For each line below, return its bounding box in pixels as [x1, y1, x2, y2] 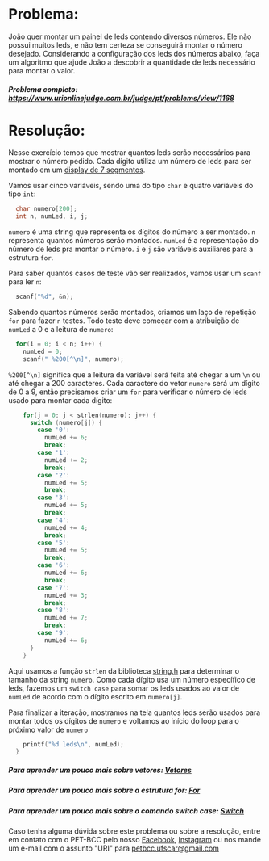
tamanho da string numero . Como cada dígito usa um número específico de [8, 674, 256, 684]
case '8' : [37, 607, 70, 615]
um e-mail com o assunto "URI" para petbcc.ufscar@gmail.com [8, 843, 220, 853]
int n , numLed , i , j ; [15, 212, 89, 220]
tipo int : [8, 189, 36, 199]
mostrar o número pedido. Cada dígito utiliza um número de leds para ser [8, 157, 252, 166]
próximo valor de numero [8, 724, 89, 734]
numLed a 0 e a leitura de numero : [8, 325, 114, 334]
